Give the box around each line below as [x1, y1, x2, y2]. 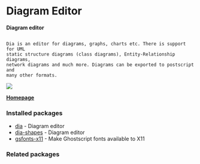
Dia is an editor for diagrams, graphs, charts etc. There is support [6, 41, 186, 47]
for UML [6, 46, 26, 52]
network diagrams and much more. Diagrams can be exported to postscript [6, 62, 195, 68]
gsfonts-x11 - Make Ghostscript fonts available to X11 [14, 135, 145, 142]
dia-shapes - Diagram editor [14, 129, 85, 136]
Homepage [6, 94, 35, 101]
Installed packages [6, 109, 63, 117]
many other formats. [6, 72, 58, 78]
